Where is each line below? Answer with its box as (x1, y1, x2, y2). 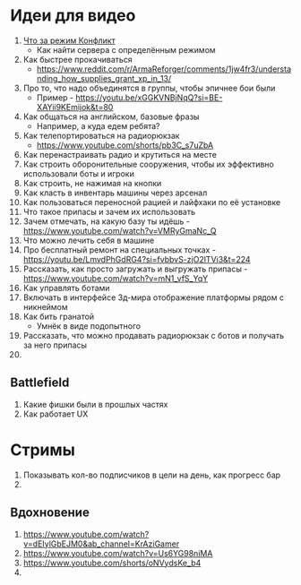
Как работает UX (22, 409, 89, 419)
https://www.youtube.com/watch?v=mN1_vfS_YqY (22, 272, 209, 283)
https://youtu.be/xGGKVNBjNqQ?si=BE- (75, 91, 223, 103)
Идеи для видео (10, 5, 136, 26)
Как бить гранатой (22, 311, 95, 322)
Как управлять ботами (22, 282, 110, 293)
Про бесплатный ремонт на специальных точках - (22, 244, 216, 255)
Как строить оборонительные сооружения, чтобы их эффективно (22, 159, 274, 169)
